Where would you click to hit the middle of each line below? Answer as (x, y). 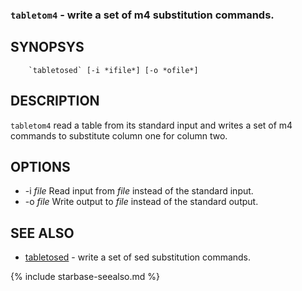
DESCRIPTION (55, 101)
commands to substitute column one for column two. (119, 135)
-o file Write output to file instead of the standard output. (141, 202)
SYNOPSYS (47, 47)
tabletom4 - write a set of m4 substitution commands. (142, 15)
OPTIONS (40, 166)
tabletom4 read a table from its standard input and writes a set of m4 (151, 125)
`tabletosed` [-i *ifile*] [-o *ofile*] (113, 70)
